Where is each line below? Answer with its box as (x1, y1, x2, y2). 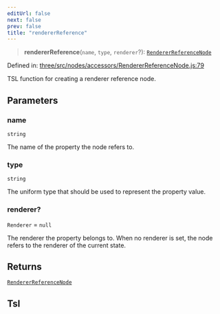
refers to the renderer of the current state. (7, 241, 126, 249)
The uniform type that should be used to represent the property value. (7, 188, 206, 196)
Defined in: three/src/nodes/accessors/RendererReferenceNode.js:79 (7, 61, 205, 69)
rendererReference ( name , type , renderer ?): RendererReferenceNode (23, 48, 212, 56)
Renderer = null (7, 221, 52, 229)
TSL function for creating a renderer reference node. (7, 75, 157, 83)
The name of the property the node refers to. (7, 142, 135, 151)
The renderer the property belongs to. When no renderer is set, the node (7, 234, 213, 242)
